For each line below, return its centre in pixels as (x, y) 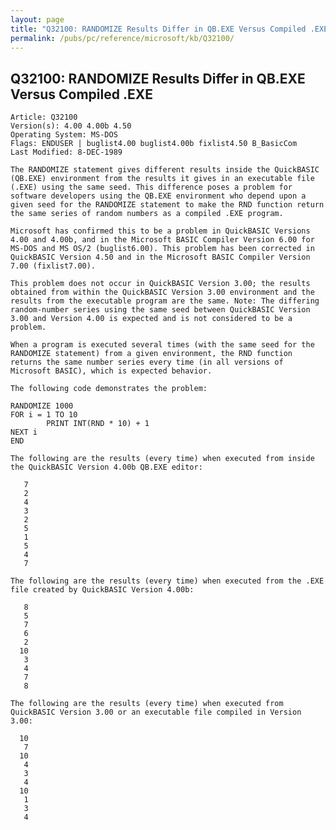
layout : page (37, 19)
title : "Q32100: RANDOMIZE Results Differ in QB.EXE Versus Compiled (158, 29)
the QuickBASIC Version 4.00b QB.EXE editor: (106, 467)
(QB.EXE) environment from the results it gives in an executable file (162, 179)
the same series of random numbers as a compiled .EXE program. (147, 214)
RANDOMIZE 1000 (42, 406)
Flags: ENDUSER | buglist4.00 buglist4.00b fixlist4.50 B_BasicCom (154, 144)
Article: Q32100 (44, 117)
